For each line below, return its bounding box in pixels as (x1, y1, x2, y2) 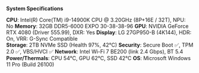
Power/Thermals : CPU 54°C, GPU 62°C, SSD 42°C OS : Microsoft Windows (6, 55, 191, 61)
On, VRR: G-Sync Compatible (6, 35, 78, 42)
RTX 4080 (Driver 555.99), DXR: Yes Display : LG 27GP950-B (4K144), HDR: (6, 29, 192, 36)
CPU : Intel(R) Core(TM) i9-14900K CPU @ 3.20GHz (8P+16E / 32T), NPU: (6, 16, 186, 23)
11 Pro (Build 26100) (6, 61, 55, 68)
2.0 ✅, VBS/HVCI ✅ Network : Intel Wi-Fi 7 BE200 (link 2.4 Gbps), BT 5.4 (6, 48, 184, 55)
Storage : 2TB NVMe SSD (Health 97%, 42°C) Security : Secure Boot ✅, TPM (6, 41, 194, 48)
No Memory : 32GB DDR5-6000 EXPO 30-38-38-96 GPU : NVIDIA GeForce (6, 23, 189, 29)
